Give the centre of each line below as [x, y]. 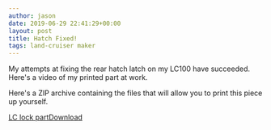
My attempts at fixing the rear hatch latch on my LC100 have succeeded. [129, 69]
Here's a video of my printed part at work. [78, 78]
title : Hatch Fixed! [43, 38]
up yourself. [28, 102]
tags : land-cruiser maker [52, 46]
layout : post [30, 31]
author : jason [32, 16]
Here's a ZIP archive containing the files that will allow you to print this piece [135, 93]
